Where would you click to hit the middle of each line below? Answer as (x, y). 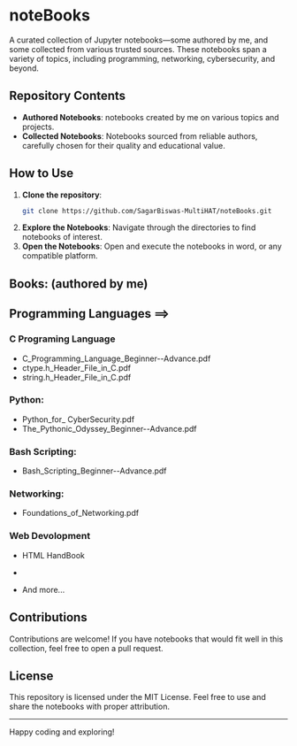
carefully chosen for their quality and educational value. (123, 145)
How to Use (42, 173)
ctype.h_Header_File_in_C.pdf (76, 367)
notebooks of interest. (62, 237)
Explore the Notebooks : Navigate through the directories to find (139, 227)
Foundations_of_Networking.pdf (80, 513)
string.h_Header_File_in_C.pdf (76, 377)
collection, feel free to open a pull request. (86, 648)
